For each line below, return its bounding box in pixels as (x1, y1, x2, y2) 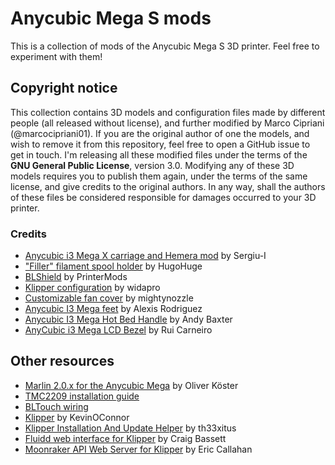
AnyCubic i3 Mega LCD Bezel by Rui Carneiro (24, 324, 213, 336)
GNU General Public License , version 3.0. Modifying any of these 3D (10, 159, 295, 171)
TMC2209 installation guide (24, 390, 140, 402)
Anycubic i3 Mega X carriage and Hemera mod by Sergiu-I (24, 250, 267, 262)
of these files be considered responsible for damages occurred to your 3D (10, 191, 317, 203)
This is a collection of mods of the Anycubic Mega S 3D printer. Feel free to (10, 40, 320, 52)
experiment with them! (10, 50, 103, 62)
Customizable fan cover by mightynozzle (24, 292, 194, 304)
